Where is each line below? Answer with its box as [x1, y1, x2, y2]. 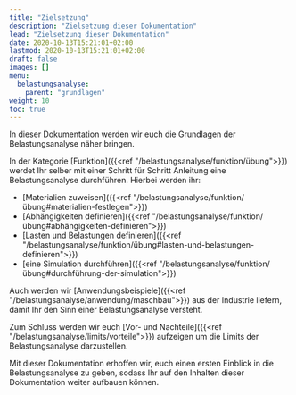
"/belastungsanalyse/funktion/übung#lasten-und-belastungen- [21, 240, 255, 250]
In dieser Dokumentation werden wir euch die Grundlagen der [9, 129, 236, 139]
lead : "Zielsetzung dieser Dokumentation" [9, 29, 169, 38]
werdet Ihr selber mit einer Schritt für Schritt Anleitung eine [9, 165, 226, 176]
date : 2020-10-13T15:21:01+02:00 [9, 38, 134, 47]
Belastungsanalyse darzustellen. [9, 340, 128, 351]
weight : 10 [9, 96, 50, 105]
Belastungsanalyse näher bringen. [9, 139, 136, 149]
